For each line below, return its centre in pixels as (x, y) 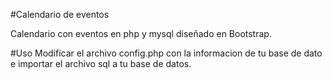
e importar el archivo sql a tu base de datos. (101, 63)
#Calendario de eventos (60, 14)
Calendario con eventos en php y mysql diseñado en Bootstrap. (141, 33)
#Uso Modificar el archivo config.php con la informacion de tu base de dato (166, 53)
